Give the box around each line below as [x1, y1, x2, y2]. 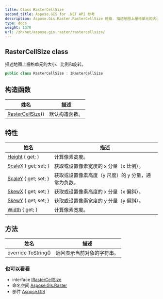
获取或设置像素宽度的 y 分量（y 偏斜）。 [54, 197, 144, 204]
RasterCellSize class [5, 48, 68, 56]
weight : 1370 [5, 25, 32, 30]
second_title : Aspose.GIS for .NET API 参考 [5, 12, 95, 17]
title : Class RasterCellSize [5, 7, 64, 12]
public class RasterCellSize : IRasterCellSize [5, 71, 103, 76]
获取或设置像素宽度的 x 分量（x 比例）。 [54, 163, 144, 170]
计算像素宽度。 [54, 207, 88, 213]
